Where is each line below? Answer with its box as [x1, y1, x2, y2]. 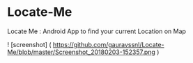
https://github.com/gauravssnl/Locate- [52, 40, 165, 48]
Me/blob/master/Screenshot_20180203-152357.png [7, 48, 155, 56]
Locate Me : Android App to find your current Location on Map [7, 27, 187, 35]
